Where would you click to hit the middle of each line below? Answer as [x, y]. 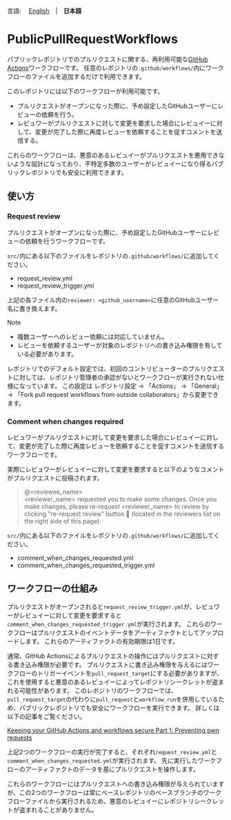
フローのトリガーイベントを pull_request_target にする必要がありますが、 [118, 673]
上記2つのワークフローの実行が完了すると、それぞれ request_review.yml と [112, 752]
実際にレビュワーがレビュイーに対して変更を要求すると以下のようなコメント [116, 469]
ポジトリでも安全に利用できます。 [79, 172]
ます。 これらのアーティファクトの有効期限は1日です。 [102, 641]
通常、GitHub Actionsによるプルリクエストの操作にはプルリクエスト [104, 655]
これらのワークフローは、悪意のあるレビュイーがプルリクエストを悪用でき [113, 155]
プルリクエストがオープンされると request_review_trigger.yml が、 [102, 606]
